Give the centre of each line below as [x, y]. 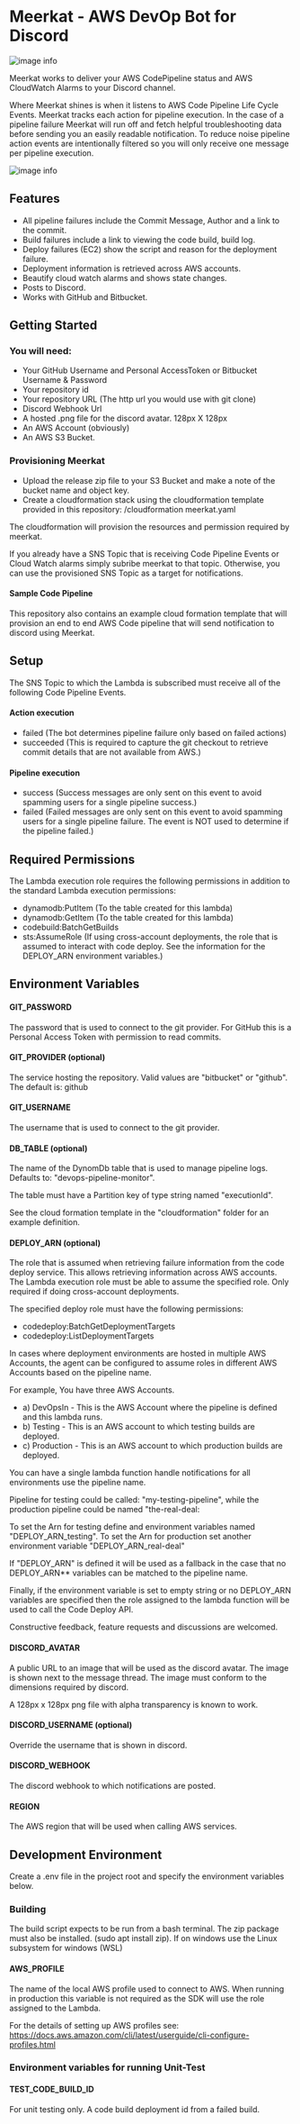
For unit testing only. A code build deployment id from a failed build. [135, 2109]
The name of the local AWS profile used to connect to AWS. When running [147, 1989]
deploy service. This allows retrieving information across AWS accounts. [143, 1273]
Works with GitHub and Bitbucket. [85, 297]
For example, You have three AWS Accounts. [92, 1390]
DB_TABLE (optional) [49, 1148]
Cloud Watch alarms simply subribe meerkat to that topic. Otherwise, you [145, 563]
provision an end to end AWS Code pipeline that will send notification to [142, 622]
